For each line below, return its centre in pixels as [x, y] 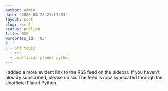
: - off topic [21, 48]
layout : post [19, 19]
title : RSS [17, 34]
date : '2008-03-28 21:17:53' [36, 15]
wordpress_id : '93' [26, 39]
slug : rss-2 [18, 24]
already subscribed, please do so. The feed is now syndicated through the [84, 78]
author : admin [21, 10]
